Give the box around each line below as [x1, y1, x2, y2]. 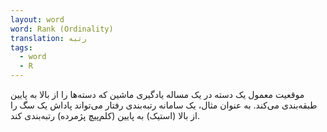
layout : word [10, 14, 65, 25]
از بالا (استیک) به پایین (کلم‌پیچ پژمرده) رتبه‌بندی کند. [10, 110, 200, 121]
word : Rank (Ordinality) [10, 24, 114, 34]
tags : [10, 42, 33, 53]
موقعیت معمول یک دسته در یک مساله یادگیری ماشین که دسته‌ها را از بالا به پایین [10, 89, 305, 100]
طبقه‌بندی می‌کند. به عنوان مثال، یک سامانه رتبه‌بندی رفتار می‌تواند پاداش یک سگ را [10, 99, 318, 111]
